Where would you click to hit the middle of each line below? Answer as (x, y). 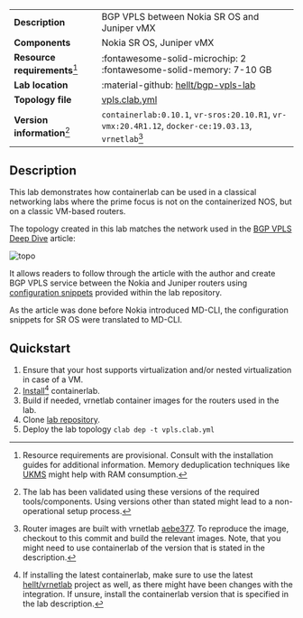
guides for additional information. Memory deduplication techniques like (156, 464)
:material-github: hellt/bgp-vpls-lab (179, 85)
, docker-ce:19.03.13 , (207, 126)
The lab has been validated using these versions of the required (141, 492)
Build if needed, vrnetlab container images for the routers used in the (151, 400)
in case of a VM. (53, 379)
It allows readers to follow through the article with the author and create (142, 274)
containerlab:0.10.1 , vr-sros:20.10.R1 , (186, 115)
